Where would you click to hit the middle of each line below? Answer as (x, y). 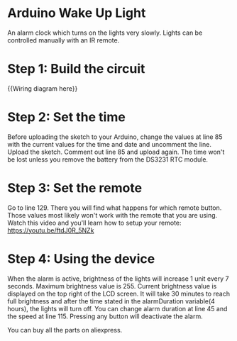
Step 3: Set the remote (75, 188)
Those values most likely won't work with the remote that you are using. (112, 215)
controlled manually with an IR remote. (64, 40)
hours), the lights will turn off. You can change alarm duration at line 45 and (117, 308)
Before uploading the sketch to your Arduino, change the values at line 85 (115, 137)
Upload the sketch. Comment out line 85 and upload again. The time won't (116, 152)
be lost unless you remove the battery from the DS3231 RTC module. (108, 159)
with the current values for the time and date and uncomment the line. (109, 144)
